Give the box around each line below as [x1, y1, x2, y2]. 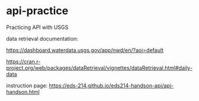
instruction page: [6, 82, 48, 89]
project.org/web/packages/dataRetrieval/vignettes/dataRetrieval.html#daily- [6, 64, 193, 71]
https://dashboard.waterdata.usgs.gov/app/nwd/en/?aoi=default [6, 46, 164, 54]
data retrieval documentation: [6, 35, 78, 42]
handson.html [6, 88, 40, 95]
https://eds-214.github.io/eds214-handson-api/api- [49, 82, 174, 89]
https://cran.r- [6, 58, 41, 65]
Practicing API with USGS [6, 24, 68, 31]
